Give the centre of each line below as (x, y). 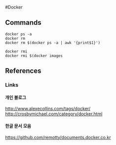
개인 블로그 (16, 97)
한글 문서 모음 (18, 126)
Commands (23, 23)
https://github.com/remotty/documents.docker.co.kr (58, 137)
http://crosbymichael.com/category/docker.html (54, 114)
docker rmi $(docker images (34, 56)
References (23, 71)
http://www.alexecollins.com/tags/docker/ (48, 109)
